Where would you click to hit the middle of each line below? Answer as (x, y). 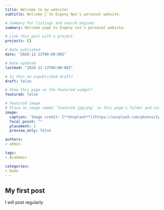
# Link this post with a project (39, 36)
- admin (13, 144)
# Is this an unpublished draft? (39, 76)
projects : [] (18, 41)
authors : (14, 140)
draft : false (18, 81)
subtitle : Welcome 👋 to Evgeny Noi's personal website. (63, 14)
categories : (17, 166)
